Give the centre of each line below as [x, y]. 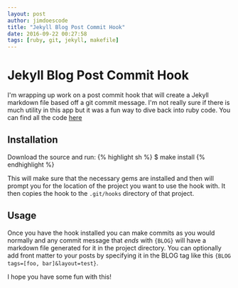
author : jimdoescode [38, 21]
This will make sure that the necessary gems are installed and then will [111, 178]
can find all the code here [45, 118]
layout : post [27, 14]
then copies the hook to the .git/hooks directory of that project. [101, 193]
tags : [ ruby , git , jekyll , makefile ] [63, 40]
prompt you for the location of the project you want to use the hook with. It [117, 186]
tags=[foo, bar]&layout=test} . [53, 262]
